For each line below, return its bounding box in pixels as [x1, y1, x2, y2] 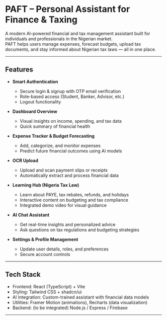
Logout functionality [19, 98, 61, 105]
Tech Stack [5, 270, 41, 279]
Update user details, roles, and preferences [19, 246, 109, 252]
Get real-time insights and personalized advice [19, 221, 116, 227]
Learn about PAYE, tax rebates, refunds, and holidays [19, 191, 129, 197]
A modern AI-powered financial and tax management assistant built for [5, 30, 151, 36]
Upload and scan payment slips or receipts [19, 167, 108, 173]
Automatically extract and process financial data [19, 172, 119, 178]
